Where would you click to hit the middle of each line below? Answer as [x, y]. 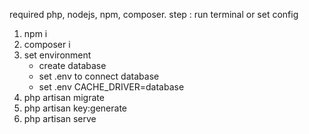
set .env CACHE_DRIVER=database [111, 87]
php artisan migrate [64, 97]
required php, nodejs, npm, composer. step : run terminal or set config [154, 14]
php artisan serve [60, 118]
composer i [47, 44]
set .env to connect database [99, 76]
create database [72, 65]
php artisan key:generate [75, 108]
